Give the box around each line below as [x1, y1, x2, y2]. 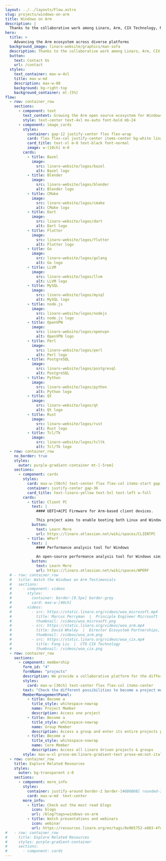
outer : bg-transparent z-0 [18, 770, 74, 775]
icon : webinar [31, 821, 61, 826]
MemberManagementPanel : [23, 692, 72, 697]
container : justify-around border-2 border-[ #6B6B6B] [27, 789, 140, 794]
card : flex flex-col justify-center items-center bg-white [27, 136, 152, 141]
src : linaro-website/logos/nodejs [36, 311, 107, 316]
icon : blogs [31, 807, 56, 812]
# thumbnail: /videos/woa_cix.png [9, 646, 103, 651]
